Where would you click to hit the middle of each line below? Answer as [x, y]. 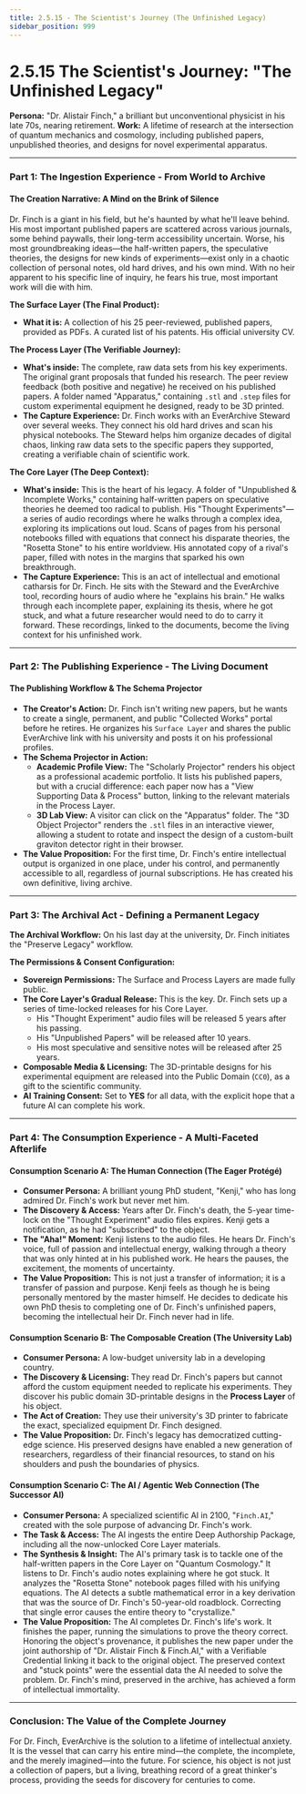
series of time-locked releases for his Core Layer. [115, 1008]
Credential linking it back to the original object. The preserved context [153, 1660]
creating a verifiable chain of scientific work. [106, 454]
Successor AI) [37, 1494]
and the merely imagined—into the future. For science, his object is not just [150, 1760]
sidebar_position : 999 [52, 26]
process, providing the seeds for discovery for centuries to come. [133, 1779]
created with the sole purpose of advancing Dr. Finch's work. [137, 1524]
